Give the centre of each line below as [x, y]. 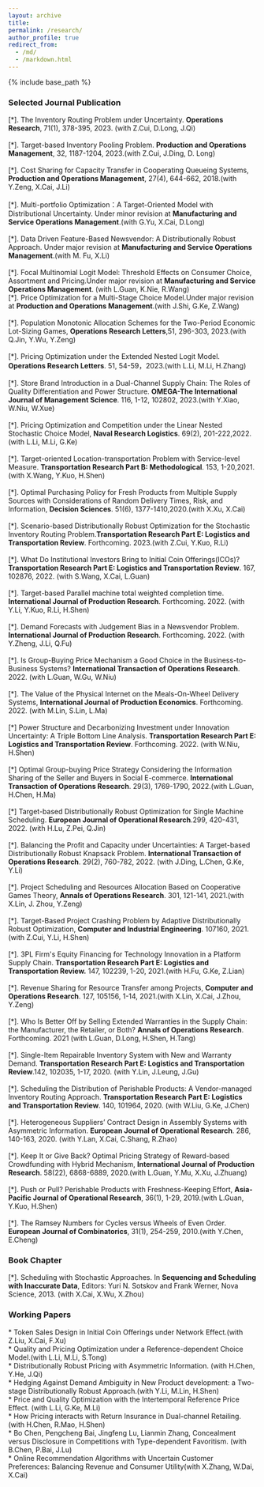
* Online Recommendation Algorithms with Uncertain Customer [111, 1458]
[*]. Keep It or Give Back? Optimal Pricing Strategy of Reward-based [119, 1156]
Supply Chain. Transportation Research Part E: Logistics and [109, 963]
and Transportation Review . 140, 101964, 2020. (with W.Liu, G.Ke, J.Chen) [129, 1106]
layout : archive [35, 15]
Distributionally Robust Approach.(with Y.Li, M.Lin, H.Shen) [123, 1391]
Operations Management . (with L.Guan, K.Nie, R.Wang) [99, 289]
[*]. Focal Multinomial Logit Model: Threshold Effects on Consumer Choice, [130, 273]
